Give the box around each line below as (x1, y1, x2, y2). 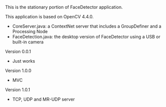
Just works (12, 58, 36, 64)
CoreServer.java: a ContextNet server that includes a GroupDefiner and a (12, 23, 162, 29)
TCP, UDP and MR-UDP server (12, 96, 75, 102)
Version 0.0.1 (5, 49, 31, 54)
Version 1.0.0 (5, 68, 32, 73)
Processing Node (12, 29, 48, 34)
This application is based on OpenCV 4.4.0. (5, 14, 94, 19)
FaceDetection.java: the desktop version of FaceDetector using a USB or (12, 34, 161, 39)
